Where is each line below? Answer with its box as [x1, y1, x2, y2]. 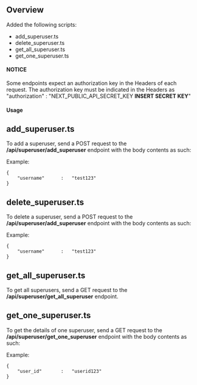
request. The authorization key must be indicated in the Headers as [6, 86, 175, 94]
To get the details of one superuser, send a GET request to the [6, 326, 162, 333]
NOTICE [6, 66, 27, 73]
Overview [6, 5, 44, 15]
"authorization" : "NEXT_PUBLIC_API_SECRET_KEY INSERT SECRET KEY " [6, 92, 192, 100]
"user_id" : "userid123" [17, 368, 102, 374]
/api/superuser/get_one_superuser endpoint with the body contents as [6, 333, 187, 340]
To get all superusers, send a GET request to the [6, 287, 128, 294]
